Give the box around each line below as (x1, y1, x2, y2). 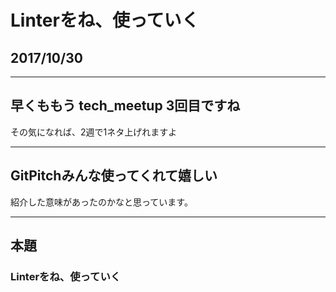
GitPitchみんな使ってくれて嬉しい (10, 167, 218, 185)
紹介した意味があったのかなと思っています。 (10, 196, 193, 208)
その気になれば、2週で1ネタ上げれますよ (10, 126, 178, 138)
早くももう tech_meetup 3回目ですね (10, 97, 241, 115)
